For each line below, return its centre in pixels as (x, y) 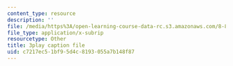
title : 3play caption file (46, 45)
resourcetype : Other (37, 39)
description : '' (31, 20)
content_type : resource (42, 13)
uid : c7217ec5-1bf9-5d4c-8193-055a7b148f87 (71, 52)
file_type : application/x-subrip (55, 33)
